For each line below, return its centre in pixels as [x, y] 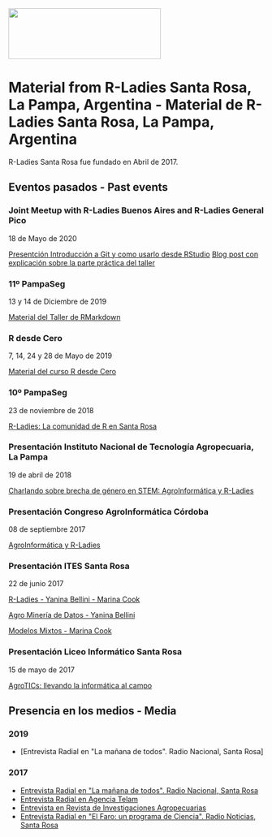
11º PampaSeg [37, 283]
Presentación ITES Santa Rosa [69, 566]
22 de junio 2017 [36, 584]
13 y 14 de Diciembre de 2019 [58, 301]
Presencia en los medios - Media [93, 711]
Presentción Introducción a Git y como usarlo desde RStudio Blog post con [133, 254]
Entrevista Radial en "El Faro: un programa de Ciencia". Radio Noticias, [138, 816]
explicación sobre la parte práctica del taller [82, 262]
